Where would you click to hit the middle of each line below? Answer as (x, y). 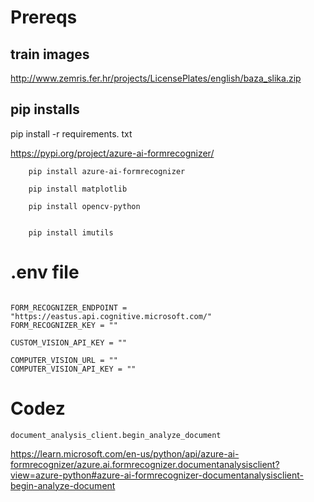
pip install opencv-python (84, 206)
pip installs (45, 109)
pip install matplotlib (78, 189)
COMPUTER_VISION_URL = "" (64, 360)
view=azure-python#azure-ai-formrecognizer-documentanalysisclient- (157, 475)
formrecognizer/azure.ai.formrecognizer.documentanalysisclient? (145, 464)
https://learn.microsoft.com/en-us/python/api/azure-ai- (125, 453)
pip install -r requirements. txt (71, 133)
